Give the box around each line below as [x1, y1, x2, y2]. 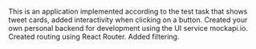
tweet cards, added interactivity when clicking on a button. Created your [8, 15, 248, 24]
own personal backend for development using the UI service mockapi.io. [8, 24, 249, 32]
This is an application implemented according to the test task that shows [8, 7, 248, 16]
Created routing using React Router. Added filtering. [8, 32, 180, 41]
